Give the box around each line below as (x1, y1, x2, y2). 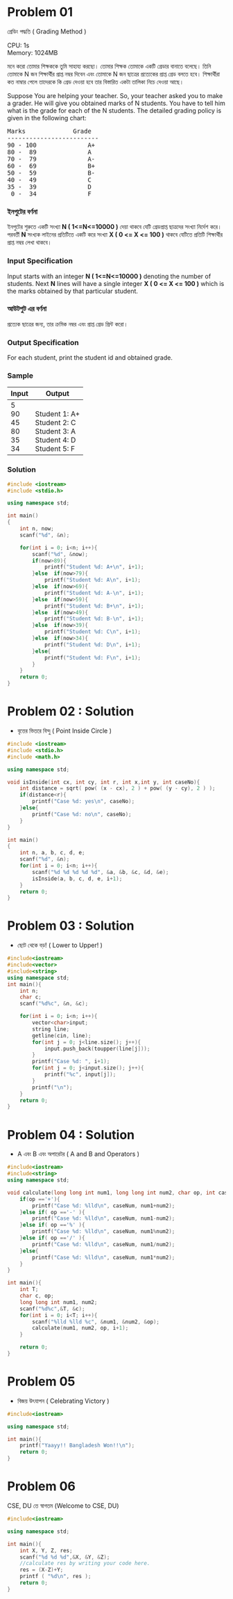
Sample (7, 371, 33, 381)
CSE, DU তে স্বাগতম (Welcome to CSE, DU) (7, 1502, 119, 1510)
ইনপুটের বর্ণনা (7, 207, 38, 216)
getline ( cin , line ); (32, 1032, 92, 1039)
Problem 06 (7, 1479, 76, 1495)
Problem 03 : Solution (7, 918, 135, 934)
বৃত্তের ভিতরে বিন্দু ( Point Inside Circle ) (17, 726, 112, 735)
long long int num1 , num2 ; (19, 1298, 98, 1305)
